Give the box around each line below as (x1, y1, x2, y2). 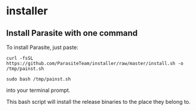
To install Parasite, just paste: (6, 44, 79, 51)
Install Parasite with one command (6, 28, 138, 38)
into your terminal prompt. (6, 87, 71, 94)
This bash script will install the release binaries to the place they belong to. (6, 98, 191, 105)
